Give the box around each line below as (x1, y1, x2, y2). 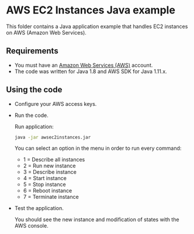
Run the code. (14, 112, 49, 119)
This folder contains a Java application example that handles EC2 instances (6, 23, 188, 30)
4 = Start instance (23, 175, 67, 182)
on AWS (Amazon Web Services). (6, 29, 86, 36)
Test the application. (14, 205, 64, 212)
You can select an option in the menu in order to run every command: (14, 144, 182, 152)
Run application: (14, 123, 54, 130)
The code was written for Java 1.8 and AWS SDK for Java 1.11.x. (14, 68, 168, 75)
